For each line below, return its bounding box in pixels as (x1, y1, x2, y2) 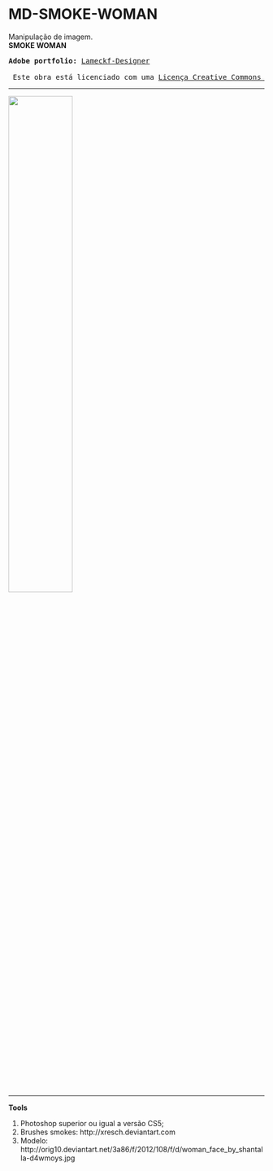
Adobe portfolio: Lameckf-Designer (8, 56, 150, 65)
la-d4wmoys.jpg (19, 1153, 76, 1163)
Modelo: (19, 1135, 49, 1145)
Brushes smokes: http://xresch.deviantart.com (19, 1127, 176, 1137)
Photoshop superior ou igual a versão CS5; (19, 1118, 164, 1128)
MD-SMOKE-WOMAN (8, 5, 158, 24)
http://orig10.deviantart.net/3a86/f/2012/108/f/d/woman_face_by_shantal (19, 1144, 263, 1154)
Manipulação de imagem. (8, 32, 93, 42)
